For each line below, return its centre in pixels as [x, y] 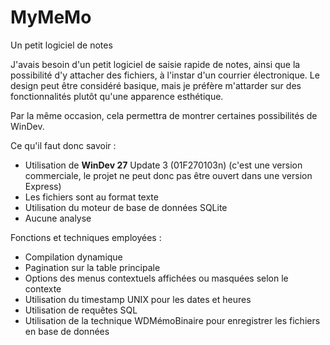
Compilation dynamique [73, 257]
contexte [43, 288]
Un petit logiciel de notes [61, 45]
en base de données [67, 331]
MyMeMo [51, 17]
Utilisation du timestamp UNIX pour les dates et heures [138, 299]
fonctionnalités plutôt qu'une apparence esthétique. [117, 96]
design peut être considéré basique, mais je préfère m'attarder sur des [156, 85]
